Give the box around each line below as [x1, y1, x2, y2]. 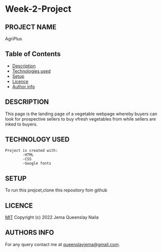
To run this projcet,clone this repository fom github [5, 187, 108, 193]
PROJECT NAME [5, 23, 57, 31]
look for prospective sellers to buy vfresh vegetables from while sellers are [5, 116, 156, 122]
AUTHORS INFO [5, 229, 54, 237]
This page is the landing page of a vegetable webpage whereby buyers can [5, 111, 158, 117]
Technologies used [12, 68, 51, 74]
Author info [12, 84, 35, 89]
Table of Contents [5, 50, 61, 58]
